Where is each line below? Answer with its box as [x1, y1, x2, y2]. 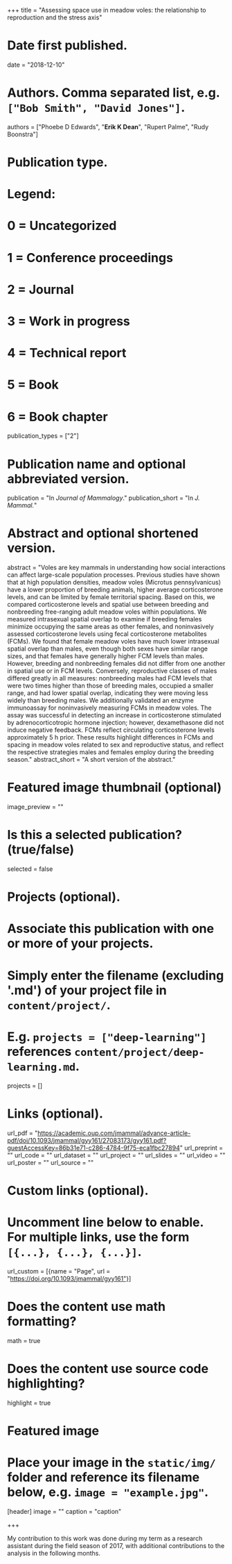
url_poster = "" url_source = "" [7, 1158, 94, 1166]
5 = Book [7, 377, 59, 393]
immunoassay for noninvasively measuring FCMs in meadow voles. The [7, 703, 212, 712]
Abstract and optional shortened [7, 526, 199, 541]
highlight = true [7, 1399, 51, 1407]
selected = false [7, 865, 53, 873]
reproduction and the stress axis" [7, 13, 102, 22]
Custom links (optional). [7, 1182, 149, 1198]
